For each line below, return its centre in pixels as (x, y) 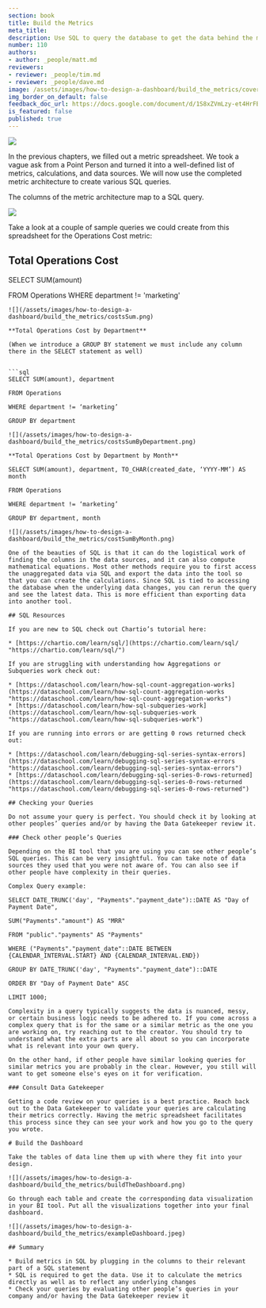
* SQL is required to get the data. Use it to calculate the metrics (125, 1275)
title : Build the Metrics (51, 23)
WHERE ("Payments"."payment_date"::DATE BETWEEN (90, 948)
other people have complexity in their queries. (90, 872)
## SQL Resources (37, 615)
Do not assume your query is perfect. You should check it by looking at (133, 817)
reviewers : (26, 67)
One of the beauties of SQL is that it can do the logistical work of (127, 552)
